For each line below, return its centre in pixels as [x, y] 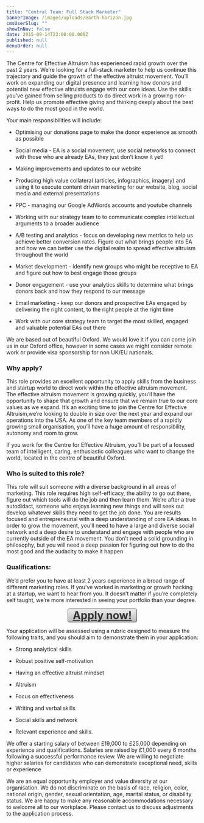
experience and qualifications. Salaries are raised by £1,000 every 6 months [101, 750]
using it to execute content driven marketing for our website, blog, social [106, 187]
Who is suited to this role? [46, 474]
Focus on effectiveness [44, 696]
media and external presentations [57, 193]
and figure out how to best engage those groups [76, 273]
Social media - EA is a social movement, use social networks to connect [105, 150]
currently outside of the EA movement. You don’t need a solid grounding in [100, 539]
